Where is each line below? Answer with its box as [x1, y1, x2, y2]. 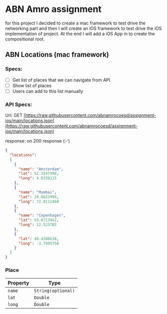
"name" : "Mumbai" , [18, 189, 57, 194]
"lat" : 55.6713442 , [18, 217, 59, 223]
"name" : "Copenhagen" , [18, 213, 66, 218]
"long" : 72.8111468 [18, 199, 59, 204]
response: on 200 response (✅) [5, 138, 70, 144]
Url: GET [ [5, 112, 26, 118]
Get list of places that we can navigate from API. [12, 76, 112, 83]
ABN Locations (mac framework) [5, 50, 109, 59]
